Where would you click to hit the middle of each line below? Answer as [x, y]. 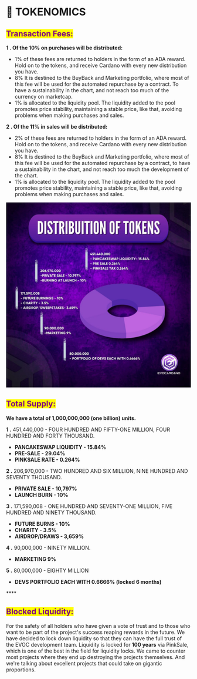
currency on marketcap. [44, 97]
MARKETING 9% [35, 559]
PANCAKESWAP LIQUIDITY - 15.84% [60, 447]
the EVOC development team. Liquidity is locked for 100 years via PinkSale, [97, 644]
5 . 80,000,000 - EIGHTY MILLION [47, 570]
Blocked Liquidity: [40, 612]
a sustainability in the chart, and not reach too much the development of [102, 169]
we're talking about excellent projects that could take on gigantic [84, 663]
